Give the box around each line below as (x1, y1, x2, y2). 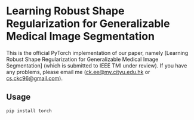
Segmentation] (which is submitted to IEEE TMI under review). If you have (6, 61, 187, 69)
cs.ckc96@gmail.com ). (6, 75, 63, 82)
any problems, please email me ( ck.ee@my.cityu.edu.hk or (6, 68, 150, 75)
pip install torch (6, 107, 52, 114)
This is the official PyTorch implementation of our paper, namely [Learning (6, 49, 189, 56)
